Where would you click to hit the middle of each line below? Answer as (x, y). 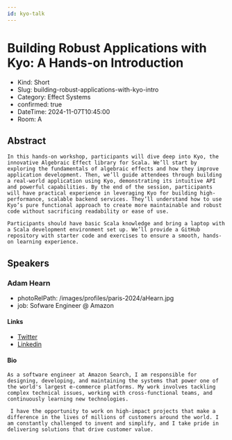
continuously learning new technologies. (68, 399)
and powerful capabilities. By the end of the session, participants (110, 187)
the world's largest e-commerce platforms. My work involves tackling (111, 387)
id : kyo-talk (26, 14)
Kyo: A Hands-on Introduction (96, 63)
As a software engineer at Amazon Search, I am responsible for (102, 375)
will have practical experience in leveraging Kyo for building (102, 193)
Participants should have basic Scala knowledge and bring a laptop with (116, 224)
